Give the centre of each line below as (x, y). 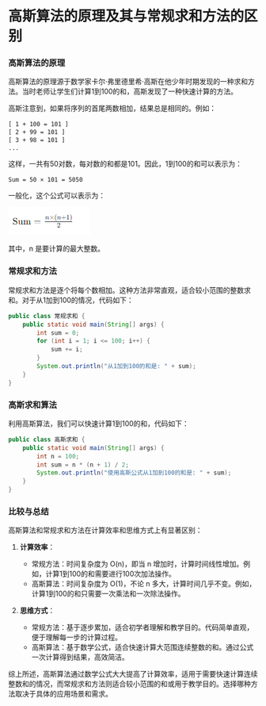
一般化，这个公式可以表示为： (57, 196)
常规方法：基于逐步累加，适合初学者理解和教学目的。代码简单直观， (142, 627)
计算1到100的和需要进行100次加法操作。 (111, 574)
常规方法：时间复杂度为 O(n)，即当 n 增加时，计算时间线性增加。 (137, 564)
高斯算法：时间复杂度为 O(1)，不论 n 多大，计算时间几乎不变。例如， (144, 584)
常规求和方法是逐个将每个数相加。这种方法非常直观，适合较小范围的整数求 (129, 290)
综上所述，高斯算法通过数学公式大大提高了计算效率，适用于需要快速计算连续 (133, 674)
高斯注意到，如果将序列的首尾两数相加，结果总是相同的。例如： (112, 109)
